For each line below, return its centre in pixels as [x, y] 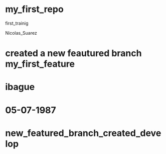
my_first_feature [40, 64]
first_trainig [17, 23]
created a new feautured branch [73, 53]
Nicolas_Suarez [21, 33]
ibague [20, 87]
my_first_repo [34, 9]
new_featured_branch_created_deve [83, 133]
